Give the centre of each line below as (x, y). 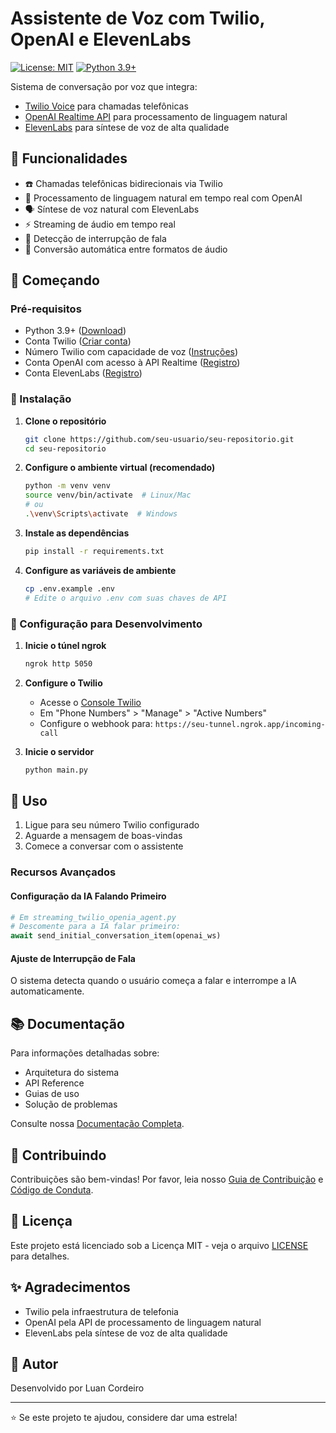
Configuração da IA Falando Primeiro (88, 896)
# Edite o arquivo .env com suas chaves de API (125, 598)
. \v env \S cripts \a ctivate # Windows (101, 514)
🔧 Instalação (41, 399)
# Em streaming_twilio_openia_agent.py (93, 917)
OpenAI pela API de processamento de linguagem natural (143, 1322)
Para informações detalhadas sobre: (85, 1053)
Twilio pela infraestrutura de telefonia (101, 1311)
